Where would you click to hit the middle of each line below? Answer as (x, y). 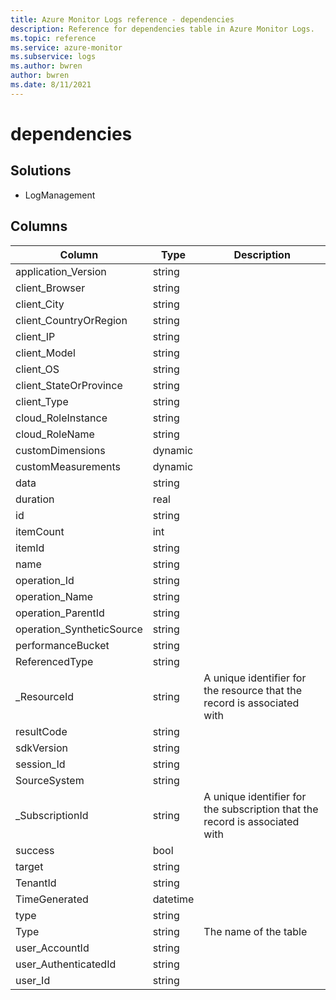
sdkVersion (41, 748)
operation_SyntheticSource (79, 629)
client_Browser (50, 288)
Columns (39, 226)
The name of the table (255, 931)
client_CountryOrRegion (71, 320)
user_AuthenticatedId (66, 964)
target (29, 866)
